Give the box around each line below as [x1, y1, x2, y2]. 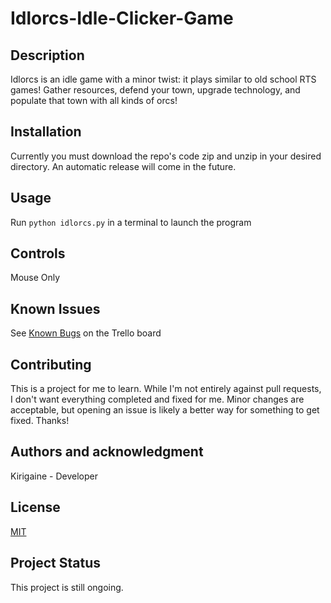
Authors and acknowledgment [10, 443, 204, 461]
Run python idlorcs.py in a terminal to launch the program [10, 216, 252, 228]
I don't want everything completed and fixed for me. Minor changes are [10, 393, 305, 406]
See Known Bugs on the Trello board [10, 327, 162, 339]
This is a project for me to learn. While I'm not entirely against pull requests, [10, 383, 322, 395]
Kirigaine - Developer [10, 470, 98, 482]
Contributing [10, 356, 92, 373]
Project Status [10, 555, 102, 572]
